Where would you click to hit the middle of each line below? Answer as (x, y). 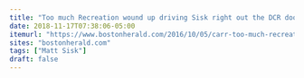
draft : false (34, 59)
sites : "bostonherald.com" (60, 43)
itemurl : (26, 34)
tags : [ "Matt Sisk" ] (48, 51)
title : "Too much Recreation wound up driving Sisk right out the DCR (145, 17)
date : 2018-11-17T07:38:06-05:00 (72, 26)
